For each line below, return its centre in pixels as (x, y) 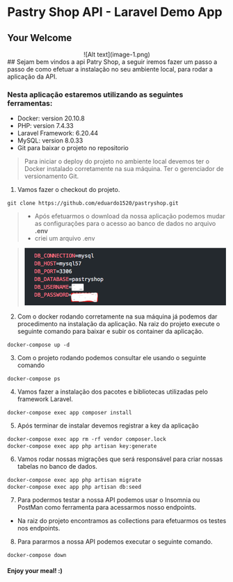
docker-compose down (37, 556)
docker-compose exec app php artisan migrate (74, 480)
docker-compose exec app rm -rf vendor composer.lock (87, 439)
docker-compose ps (34, 379)
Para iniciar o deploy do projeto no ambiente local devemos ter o (117, 161)
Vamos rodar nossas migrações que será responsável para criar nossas (120, 459)
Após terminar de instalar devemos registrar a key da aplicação (108, 426)
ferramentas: (30, 103)
